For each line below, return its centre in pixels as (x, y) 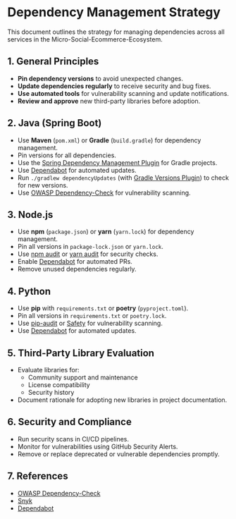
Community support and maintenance (83, 377)
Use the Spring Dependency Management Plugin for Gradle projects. (117, 162)
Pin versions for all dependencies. (67, 155)
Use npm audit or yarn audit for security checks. (88, 254)
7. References (38, 476)
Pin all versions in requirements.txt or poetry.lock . (92, 316)
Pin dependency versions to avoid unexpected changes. (100, 78)
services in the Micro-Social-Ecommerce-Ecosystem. (85, 39)
